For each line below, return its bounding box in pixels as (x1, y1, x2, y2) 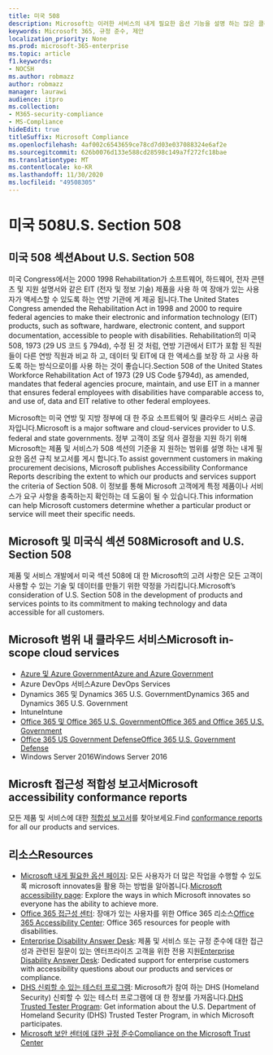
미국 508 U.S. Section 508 (8, 217, 182, 234)
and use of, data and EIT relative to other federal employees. (8, 396, 211, 405)
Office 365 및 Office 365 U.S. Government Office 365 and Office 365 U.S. (19, 716, 264, 726)
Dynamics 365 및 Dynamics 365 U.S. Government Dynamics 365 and (19, 689, 249, 698)
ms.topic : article (8, 50, 71, 58)
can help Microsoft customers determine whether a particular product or (8, 500, 252, 510)
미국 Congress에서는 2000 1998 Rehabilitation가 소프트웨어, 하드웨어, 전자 (8, 274, 249, 283)
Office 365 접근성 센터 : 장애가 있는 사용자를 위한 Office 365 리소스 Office (19, 908, 254, 918)
